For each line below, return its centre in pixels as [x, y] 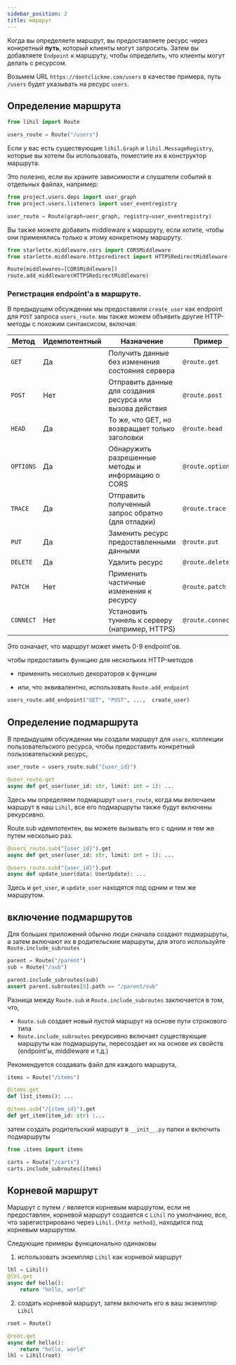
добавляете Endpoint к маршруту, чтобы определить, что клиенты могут [116, 55]
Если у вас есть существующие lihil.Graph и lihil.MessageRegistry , [111, 148]
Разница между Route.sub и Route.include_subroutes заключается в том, [116, 1000]
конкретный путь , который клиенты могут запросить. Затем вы [103, 48]
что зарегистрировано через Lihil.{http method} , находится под [105, 1222]
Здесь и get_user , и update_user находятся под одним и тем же [102, 888]
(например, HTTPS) [142, 629]
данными [124, 551]
